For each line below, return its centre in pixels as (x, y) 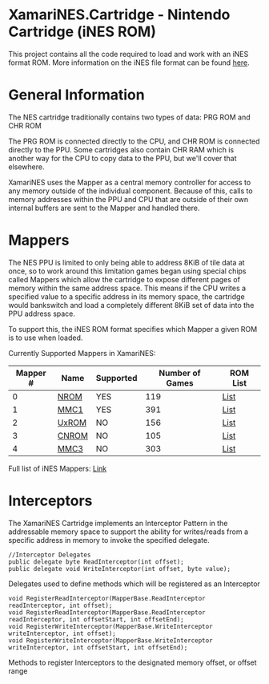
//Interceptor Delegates (50, 555)
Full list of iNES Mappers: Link (57, 468)
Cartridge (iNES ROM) (82, 32)
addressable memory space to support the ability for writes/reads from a (128, 532)
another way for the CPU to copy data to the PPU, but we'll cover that (123, 158)
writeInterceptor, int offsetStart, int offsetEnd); (98, 647)
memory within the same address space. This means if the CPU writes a (127, 288)
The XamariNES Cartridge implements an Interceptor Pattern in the (118, 523)
